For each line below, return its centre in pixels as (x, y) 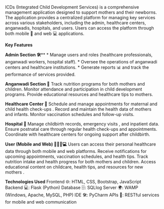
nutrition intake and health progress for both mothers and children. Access (81, 162)
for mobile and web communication (41, 202)
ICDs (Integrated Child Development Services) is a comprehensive (72, 7)
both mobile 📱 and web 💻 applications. (45, 33)
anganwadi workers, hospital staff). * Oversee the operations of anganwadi (81, 62)
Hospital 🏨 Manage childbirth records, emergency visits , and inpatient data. (82, 124)
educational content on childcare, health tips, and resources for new (74, 167)
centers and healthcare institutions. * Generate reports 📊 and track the (77, 67)
